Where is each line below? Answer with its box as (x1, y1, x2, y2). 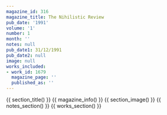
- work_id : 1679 (6, 69, 46, 75)
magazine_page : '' (11, 74, 57, 80)
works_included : (6, 63, 46, 70)
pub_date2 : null (6, 52, 46, 58)
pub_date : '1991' (6, 19, 49, 25)
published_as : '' (11, 80, 54, 86)
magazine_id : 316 (6, 8, 49, 15)
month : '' (6, 36, 31, 42)
